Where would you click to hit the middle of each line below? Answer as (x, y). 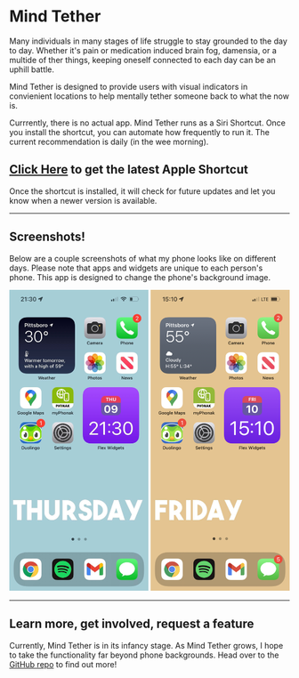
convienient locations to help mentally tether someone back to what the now (149, 96)
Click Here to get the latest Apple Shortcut (129, 169)
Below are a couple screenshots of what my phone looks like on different (143, 258)
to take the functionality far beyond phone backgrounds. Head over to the (144, 655)
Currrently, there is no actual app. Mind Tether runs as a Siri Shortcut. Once (148, 123)
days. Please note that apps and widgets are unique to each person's (136, 268)
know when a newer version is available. (83, 200)
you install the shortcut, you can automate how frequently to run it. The (139, 132)
